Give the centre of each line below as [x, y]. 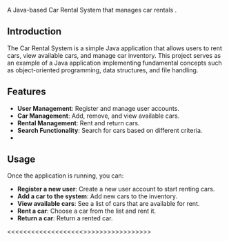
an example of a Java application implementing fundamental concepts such [114, 63]
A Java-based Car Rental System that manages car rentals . [92, 10]
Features [27, 92]
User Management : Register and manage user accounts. [98, 108]
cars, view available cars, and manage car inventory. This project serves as [114, 55]
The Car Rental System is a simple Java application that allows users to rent [115, 48]
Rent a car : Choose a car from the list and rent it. [87, 211]
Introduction [34, 31]
